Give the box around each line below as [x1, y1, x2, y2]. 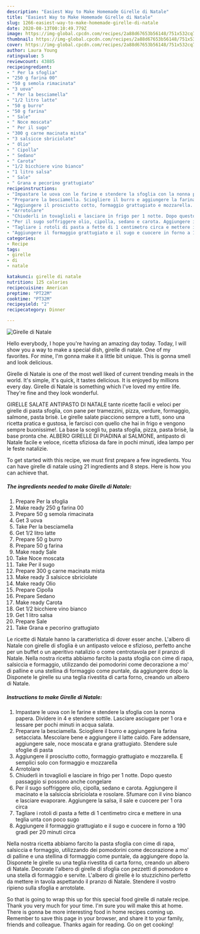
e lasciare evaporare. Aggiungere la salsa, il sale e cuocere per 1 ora [15, 797, 183, 804]
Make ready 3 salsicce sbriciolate [15, 573, 97, 580]
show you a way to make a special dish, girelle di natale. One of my [7, 346, 171, 353]
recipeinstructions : [7, 185, 58, 191]
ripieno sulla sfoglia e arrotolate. [7, 884, 85, 891]
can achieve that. [7, 469, 49, 476]
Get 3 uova [15, 517, 43, 524]
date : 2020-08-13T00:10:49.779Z [7, 25, 87, 32]
